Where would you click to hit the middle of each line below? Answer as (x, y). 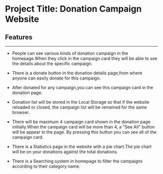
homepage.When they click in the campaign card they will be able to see (85, 58)
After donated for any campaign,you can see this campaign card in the (83, 87)
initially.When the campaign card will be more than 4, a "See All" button (83, 127)
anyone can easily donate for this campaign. (56, 78)
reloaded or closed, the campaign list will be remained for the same (79, 107)
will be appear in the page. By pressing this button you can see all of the (84, 132)
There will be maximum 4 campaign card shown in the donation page (81, 122)
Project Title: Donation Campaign (73, 9)
